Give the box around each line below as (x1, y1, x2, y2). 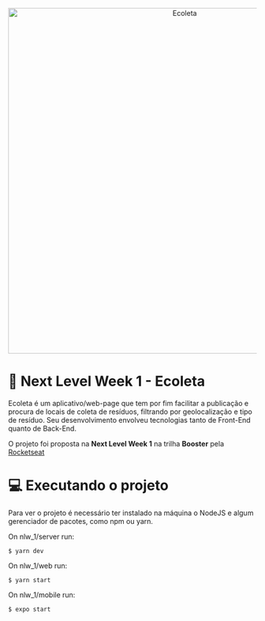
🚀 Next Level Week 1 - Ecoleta (8, 372, 206, 390)
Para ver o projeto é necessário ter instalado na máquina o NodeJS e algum (8, 508, 254, 517)
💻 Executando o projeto (8, 476, 169, 495)
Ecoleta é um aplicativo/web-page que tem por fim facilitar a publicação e (8, 398, 249, 408)
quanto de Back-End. (8, 423, 77, 433)
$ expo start (8, 605, 51, 613)
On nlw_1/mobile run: (8, 589, 76, 600)
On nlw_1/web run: (8, 561, 68, 570)
